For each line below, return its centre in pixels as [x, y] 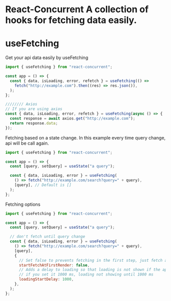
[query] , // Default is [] [43, 185]
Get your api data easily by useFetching [47, 58]
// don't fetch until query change [48, 237]
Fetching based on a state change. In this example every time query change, [85, 138]
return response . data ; [34, 123]
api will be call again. [27, 143]
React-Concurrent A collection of [77, 9]
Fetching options [23, 204]
